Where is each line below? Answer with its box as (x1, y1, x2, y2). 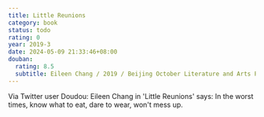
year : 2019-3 (8, 41, 51, 49)
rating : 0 (8, 33, 41, 42)
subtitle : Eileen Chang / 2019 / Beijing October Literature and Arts (15, 70, 251, 78)
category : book (8, 19, 58, 27)
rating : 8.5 (15, 63, 55, 71)
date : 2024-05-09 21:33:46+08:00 (8, 48, 118, 56)
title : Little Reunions (8, 11, 86, 20)
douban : (8, 56, 34, 64)
